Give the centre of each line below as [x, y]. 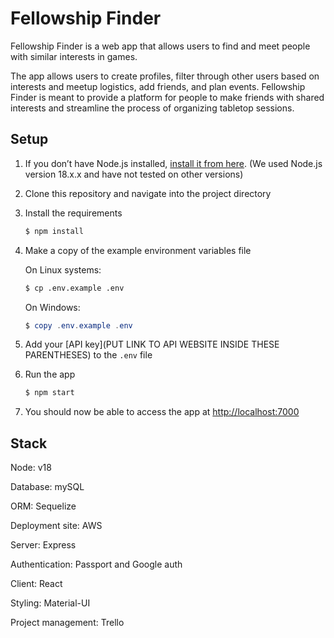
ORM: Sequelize [43, 506]
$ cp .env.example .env [74, 288]
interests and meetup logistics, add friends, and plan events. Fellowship [158, 86]
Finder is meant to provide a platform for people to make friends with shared [167, 97]
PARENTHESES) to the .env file [88, 355]
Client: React [36, 584]
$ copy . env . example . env [78, 325]
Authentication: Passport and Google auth [96, 564]
